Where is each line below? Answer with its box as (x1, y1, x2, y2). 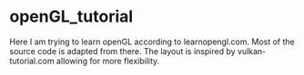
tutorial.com (9, 55, 55, 66)
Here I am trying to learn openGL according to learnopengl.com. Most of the (9, 36, 295, 47)
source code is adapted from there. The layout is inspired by (9, 45, 236, 56)
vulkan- (237, 45, 267, 56)
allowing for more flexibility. (56, 55, 160, 66)
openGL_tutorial (9, 6, 134, 27)
